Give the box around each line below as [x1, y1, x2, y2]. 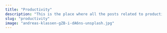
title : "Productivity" [5, 7, 52, 12]
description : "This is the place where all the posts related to [5, 12, 143, 16]
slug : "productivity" [5, 16, 50, 21]
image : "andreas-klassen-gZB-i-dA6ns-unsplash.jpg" [5, 20, 114, 26]
